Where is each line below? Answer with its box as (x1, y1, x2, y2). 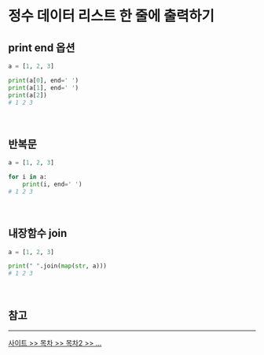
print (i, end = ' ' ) (22, 180, 82, 188)
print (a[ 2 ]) (8, 91, 47, 99)
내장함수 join (8, 227, 68, 240)
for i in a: (8, 173, 47, 181)
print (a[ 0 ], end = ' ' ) (8, 76, 79, 84)
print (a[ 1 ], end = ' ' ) (8, 83, 79, 91)
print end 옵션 (8, 41, 75, 54)
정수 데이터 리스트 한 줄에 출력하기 (8, 7, 214, 25)
